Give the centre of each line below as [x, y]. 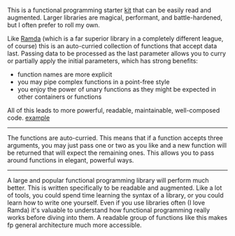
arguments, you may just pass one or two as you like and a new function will [117, 145]
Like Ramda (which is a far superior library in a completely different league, [115, 39]
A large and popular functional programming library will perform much [108, 180]
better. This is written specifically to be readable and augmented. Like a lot [115, 188]
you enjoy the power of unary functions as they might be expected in [117, 89]
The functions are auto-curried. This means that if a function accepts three [115, 138]
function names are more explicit [65, 74]
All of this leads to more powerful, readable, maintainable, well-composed [114, 110]
